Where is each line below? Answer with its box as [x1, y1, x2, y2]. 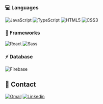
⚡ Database [5, 53, 33, 60]
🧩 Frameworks [5, 29, 40, 36]
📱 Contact [5, 80, 36, 89]
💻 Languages [5, 4, 39, 11]
